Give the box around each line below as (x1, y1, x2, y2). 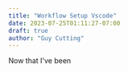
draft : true (8, 26, 48, 34)
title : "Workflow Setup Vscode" (8, 11, 117, 20)
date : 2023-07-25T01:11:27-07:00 (8, 19, 121, 27)
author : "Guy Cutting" (8, 34, 85, 42)
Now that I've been (8, 56, 72, 66)
